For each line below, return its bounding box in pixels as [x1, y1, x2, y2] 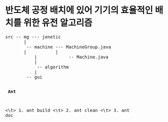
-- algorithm [37, 64, 69, 70]
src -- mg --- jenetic [5, 34, 61, 40]
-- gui [26, 74, 43, 80]
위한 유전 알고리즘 [23, 17, 93, 29]
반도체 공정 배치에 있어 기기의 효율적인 [5, 5, 153, 16]
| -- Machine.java [34, 54, 109, 60]
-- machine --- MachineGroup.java [26, 44, 111, 50]
